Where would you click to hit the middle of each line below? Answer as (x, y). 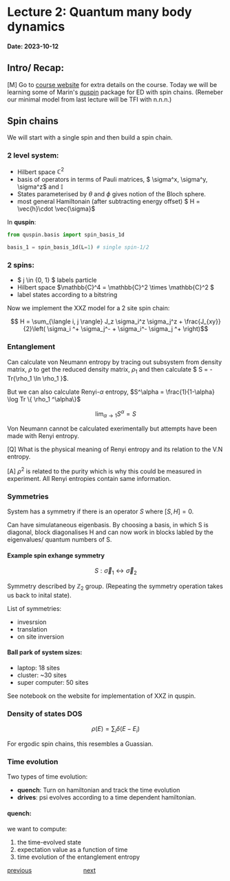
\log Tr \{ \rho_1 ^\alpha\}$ (44, 399)
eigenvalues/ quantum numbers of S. (60, 539)
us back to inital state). (39, 595)
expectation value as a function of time (72, 849)
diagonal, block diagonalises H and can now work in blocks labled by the (110, 532)
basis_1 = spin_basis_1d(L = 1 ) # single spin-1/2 (78, 247)
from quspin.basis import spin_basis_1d (66, 235)
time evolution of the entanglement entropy (78, 857)
